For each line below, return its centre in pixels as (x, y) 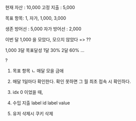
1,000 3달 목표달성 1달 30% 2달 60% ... (45, 50)
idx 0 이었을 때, (28, 92)
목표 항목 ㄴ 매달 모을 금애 (38, 71)
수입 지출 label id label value (41, 103)
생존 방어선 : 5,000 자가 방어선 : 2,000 (43, 29)
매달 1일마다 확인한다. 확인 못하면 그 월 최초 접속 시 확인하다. (72, 81)
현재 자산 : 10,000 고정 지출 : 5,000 (40, 7)
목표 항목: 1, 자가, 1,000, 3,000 (36, 18)
